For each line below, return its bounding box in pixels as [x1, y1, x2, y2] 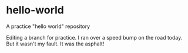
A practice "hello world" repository [6, 23, 90, 30]
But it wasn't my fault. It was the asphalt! [6, 40, 105, 47]
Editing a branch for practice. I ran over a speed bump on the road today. [6, 34, 183, 41]
